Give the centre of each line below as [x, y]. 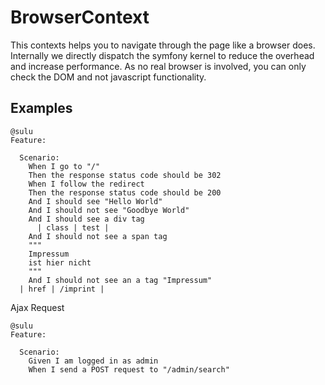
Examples [41, 108]
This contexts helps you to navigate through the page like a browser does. [163, 45]
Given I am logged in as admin [93, 361]
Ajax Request [37, 307]
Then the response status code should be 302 [125, 175]
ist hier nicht [60, 262]
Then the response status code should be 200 [125, 192]
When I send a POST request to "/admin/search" [129, 369]
